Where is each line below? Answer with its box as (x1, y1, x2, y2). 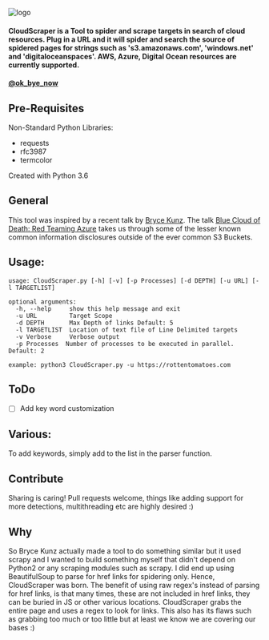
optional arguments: (8, 297, 78, 306)
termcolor (19, 155, 53, 164)
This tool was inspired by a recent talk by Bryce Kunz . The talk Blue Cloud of (8, 215, 261, 224)
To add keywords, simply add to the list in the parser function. (8, 449, 212, 458)
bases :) (8, 622, 35, 632)
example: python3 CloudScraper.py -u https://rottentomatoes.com (8, 360, 231, 368)
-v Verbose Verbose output (15, 332, 120, 340)
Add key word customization (19, 404, 114, 413)
